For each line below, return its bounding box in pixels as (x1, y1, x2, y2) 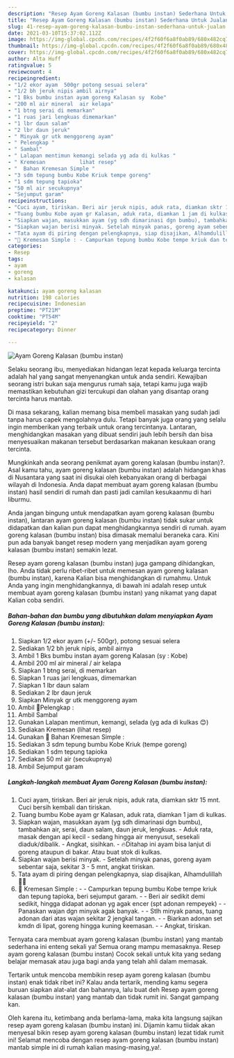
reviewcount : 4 (8, 68, 52, 75)
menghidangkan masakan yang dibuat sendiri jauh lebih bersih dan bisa (8, 430, 213, 438)
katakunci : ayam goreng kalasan (8, 288, 101, 295)
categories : (8, 242, 42, 250)
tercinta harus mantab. (8, 394, 73, 403)
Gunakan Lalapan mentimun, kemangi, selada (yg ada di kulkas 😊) (17, 718, 209, 726)
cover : (8, 49, 27, 56)
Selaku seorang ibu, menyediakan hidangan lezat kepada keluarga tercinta (8, 365, 221, 373)
